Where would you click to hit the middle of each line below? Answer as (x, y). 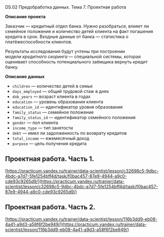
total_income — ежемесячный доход (51, 138)
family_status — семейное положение (53, 112)
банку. (12, 67)
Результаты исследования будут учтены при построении (65, 51)
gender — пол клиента (35, 123)
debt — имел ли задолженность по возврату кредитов (69, 133)
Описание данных (25, 76)
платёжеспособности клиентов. (39, 42)
